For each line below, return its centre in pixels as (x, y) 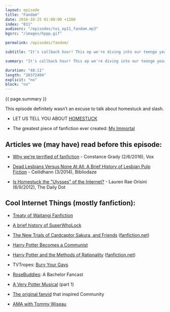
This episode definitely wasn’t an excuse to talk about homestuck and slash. (85, 109)
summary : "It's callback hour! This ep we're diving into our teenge (80, 61)
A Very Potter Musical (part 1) (43, 284)
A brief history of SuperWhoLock (47, 225)
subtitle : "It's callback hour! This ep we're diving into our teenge (81, 52)
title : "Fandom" (22, 15)
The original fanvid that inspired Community (58, 294)
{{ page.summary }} (26, 99)
